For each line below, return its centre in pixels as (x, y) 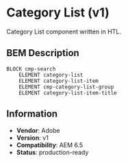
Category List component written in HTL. (64, 32)
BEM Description (43, 53)
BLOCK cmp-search (31, 69)
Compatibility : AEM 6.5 (50, 145)
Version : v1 (32, 138)
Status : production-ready (52, 152)
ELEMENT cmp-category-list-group (66, 87)
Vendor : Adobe (38, 130)
